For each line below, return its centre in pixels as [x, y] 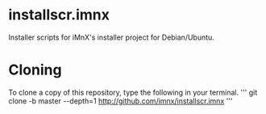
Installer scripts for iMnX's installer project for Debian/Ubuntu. [112, 37]
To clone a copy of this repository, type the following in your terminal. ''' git [133, 92]
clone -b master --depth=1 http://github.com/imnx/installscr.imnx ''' [121, 101]
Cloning [35, 70]
